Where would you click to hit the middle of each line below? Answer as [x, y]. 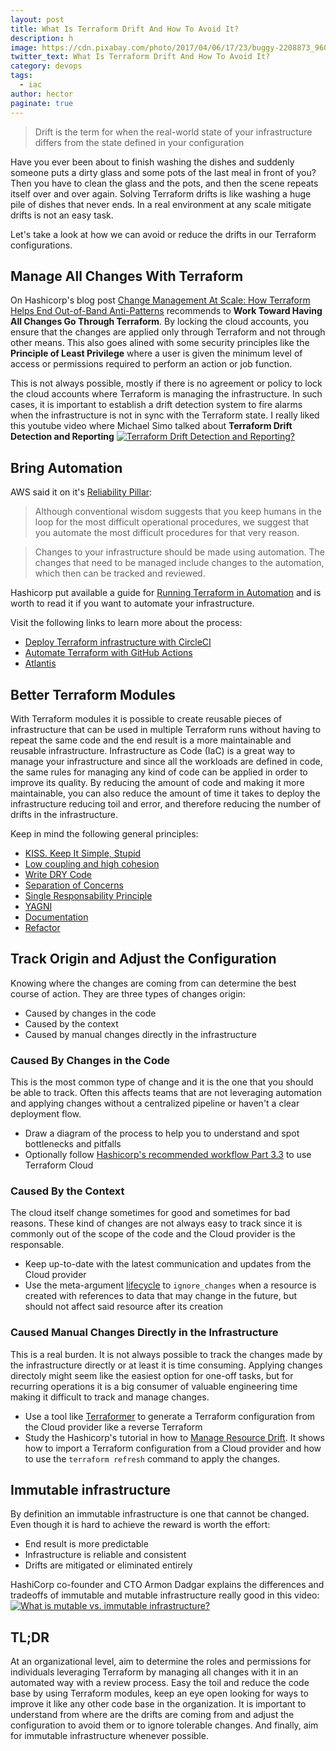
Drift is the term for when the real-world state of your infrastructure [173, 132]
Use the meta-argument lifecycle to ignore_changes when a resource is [170, 1285]
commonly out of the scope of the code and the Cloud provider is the [153, 1234]
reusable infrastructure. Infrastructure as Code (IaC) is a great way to [153, 750]
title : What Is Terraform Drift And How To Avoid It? [125, 29]
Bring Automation [66, 467]
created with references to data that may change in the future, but [161, 1296]
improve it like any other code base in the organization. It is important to [158, 1704]
